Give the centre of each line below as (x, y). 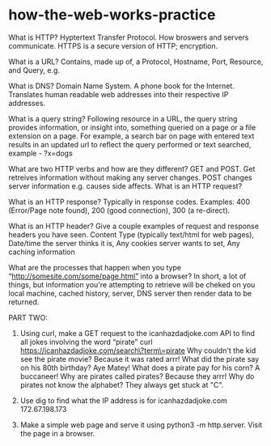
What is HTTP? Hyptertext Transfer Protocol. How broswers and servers (129, 37)
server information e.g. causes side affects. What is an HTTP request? (125, 186)
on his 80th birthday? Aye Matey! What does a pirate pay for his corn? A (140, 367)
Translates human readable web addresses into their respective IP (119, 94)
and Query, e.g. (34, 70)
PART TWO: (28, 317)
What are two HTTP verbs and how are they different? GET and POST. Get (132, 168)
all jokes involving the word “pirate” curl (86, 342)
